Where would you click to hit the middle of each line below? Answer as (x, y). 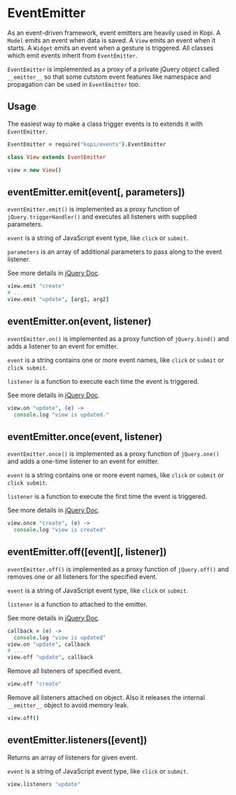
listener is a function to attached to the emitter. (77, 604)
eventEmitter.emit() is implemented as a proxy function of (94, 209)
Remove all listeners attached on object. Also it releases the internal (106, 697)
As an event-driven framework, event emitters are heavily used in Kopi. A (114, 33)
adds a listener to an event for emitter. (63, 346)
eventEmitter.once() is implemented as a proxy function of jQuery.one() (113, 454)
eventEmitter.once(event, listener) (85, 437)
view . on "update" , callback (49, 644)
